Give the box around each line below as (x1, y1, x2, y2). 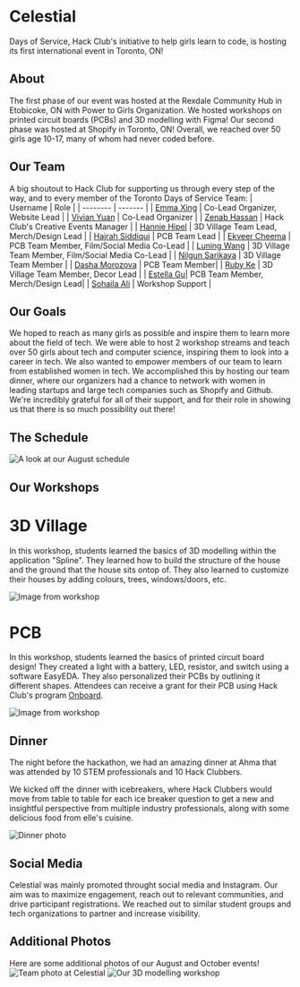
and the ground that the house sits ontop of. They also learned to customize (9, 564, 289, 575)
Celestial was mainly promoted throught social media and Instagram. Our (9, 880, 279, 890)
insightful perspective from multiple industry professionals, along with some (9, 803, 289, 814)
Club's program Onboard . (9, 690, 104, 700)
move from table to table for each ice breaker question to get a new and (9, 794, 275, 804)
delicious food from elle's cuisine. (9, 812, 134, 823)
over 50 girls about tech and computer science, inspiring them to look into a (9, 347, 289, 357)
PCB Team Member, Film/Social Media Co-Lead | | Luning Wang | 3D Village (9, 240, 290, 251)
